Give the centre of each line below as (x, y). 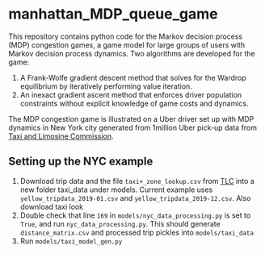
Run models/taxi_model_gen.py (71, 241)
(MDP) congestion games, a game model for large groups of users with (126, 44)
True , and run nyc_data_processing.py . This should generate (120, 223)
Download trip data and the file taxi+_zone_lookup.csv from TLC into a (137, 181)
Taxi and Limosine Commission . (61, 136)
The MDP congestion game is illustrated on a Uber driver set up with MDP (131, 119)
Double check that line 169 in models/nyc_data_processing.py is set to (135, 215)
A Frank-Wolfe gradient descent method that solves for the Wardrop (133, 77)
